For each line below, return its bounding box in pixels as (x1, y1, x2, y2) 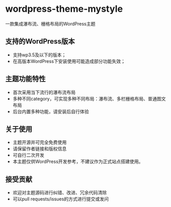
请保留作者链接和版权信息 (12, 146, 67, 152)
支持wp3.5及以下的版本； (12, 52, 66, 58)
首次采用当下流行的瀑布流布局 (12, 89, 76, 95)
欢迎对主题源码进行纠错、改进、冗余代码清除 (12, 190, 107, 196)
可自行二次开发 (12, 152, 44, 158)
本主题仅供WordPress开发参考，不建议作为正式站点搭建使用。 (12, 158, 143, 164)
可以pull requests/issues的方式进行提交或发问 (12, 196, 109, 202)
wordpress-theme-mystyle (5, 3, 123, 15)
